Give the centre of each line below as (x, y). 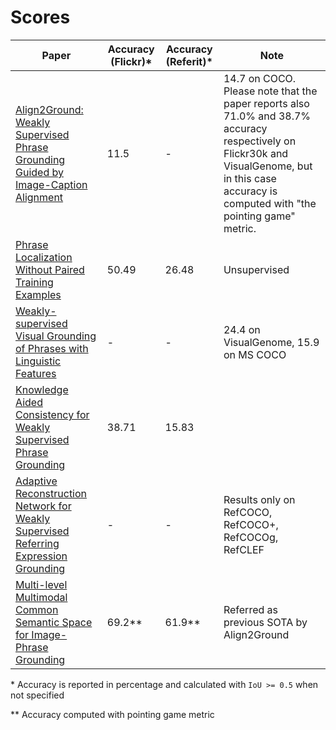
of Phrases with (52, 348)
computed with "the (270, 203)
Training (34, 282)
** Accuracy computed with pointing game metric (112, 714)
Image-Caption (51, 184)
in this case (250, 178)
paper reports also (266, 103)
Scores (40, 17)
